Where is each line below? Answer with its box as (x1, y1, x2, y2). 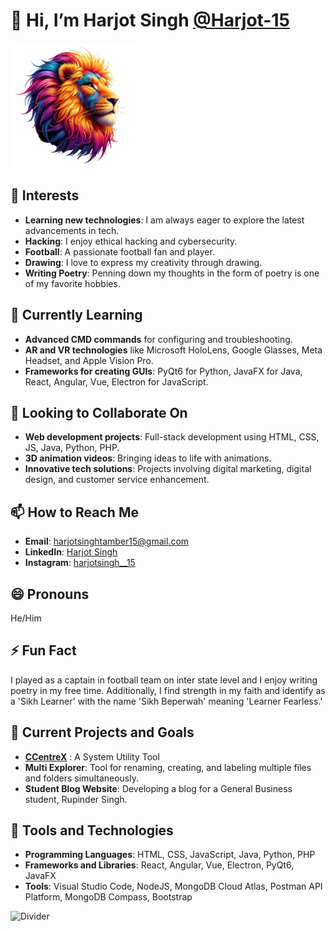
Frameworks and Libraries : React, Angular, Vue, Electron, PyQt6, (24, 859, 295, 871)
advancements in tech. (24, 224, 120, 236)
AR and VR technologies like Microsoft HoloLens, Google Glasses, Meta (24, 344, 323, 356)
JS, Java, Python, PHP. (24, 442, 120, 454)
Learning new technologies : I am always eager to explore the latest (24, 214, 305, 226)
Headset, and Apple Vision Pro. (24, 354, 154, 366)
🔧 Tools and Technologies (10, 822, 174, 839)
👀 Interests (10, 187, 80, 204)
